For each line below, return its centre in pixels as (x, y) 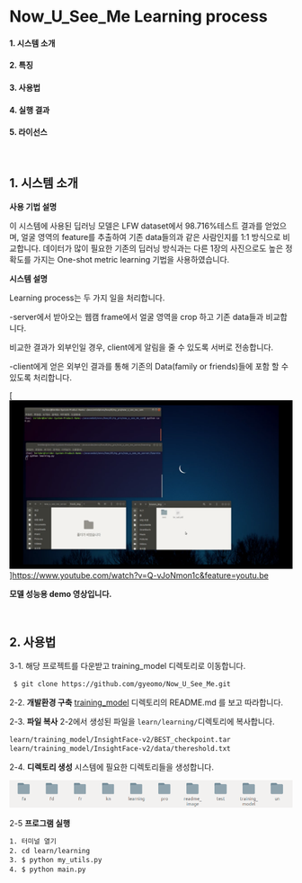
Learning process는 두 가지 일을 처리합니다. (87, 298)
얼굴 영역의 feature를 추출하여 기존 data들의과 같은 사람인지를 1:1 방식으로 (151, 236)
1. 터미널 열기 (33, 841)
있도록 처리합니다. (41, 377)
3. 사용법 (25, 87)
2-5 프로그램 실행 (40, 823)
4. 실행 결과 (30, 110)
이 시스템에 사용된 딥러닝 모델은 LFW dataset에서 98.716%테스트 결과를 (136, 226)
